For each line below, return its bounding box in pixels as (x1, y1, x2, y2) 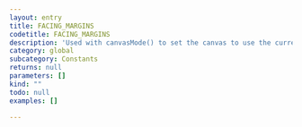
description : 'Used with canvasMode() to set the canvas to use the (9, 38, 271, 47)
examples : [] (9, 96, 58, 106)
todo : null (9, 88, 50, 97)
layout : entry (9, 13, 63, 22)
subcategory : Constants (9, 55, 99, 63)
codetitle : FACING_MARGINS (9, 30, 111, 38)
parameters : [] (9, 72, 67, 80)
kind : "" (9, 80, 42, 89)
